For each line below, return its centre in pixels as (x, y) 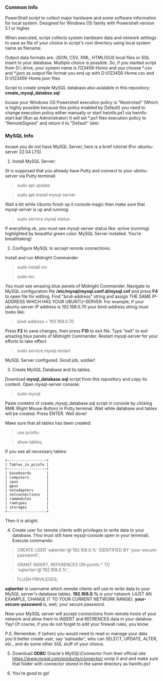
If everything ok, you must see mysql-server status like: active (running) (77, 228)
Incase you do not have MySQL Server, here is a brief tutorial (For (71, 146)
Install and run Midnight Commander (42, 257)
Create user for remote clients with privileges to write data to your (78, 530)
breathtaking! (18, 239)
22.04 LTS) (30, 152)
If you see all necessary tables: (36, 451)
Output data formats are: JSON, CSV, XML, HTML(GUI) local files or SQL (77, 58)
